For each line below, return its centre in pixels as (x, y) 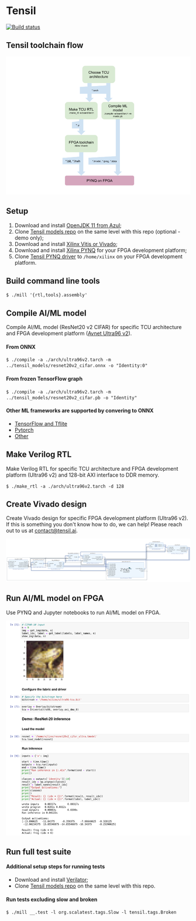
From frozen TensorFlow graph (44, 378)
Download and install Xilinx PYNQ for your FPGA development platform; (101, 250)
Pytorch (24, 430)
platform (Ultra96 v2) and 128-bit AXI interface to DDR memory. (83, 475)
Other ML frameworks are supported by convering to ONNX (80, 410)
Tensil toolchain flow (45, 45)
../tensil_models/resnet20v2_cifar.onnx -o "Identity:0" (77, 366)
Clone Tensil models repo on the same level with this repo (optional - (97, 231)
